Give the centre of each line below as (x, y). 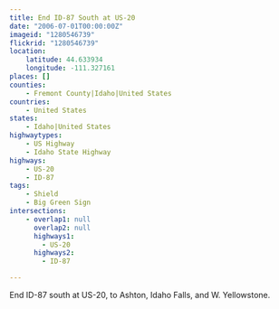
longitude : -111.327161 (71, 69)
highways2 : (54, 253)
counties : (28, 85)
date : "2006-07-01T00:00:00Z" (67, 26)
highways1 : (54, 236)
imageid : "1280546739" (52, 34)
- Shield (42, 194)
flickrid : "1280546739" (54, 43)
